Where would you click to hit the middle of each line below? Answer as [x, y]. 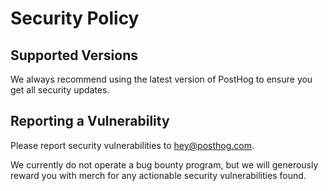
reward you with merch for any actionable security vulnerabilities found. [158, 175]
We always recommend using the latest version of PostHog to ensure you [161, 79]
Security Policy [75, 18]
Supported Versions [74, 55]
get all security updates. [60, 90]
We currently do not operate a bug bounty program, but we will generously [164, 164]
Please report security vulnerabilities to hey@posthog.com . [132, 145]
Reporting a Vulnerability [90, 121]
